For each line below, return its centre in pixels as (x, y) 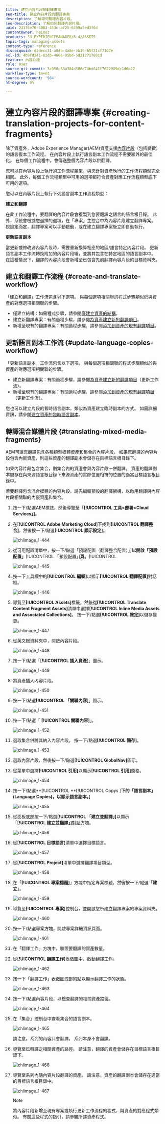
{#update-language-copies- (109, 343)
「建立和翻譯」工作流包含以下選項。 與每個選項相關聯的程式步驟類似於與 (79, 297)
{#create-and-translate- (103, 276)
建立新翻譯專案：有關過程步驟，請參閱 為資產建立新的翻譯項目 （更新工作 (85, 380)
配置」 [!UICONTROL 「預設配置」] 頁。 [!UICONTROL (65, 556)
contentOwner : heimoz (28, 32)
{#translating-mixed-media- (103, 431)
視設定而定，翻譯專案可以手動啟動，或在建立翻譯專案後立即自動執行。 (76, 227)
